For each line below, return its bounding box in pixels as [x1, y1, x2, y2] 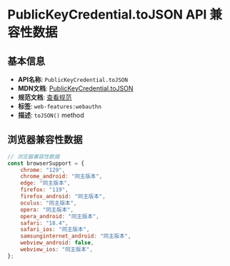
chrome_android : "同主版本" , [20, 173, 103, 180]
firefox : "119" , [20, 186, 69, 193]
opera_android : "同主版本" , [20, 213, 100, 220]
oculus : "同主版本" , [20, 199, 77, 207]
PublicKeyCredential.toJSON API [7, 6, 207, 23]
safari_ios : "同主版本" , [20, 226, 90, 233]
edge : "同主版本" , [20, 180, 71, 187]
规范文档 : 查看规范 [17, 93, 72, 101]
